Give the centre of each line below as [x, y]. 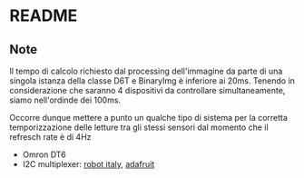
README [44, 16]
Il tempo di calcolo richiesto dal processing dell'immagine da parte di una [146, 71]
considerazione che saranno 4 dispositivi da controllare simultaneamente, [147, 90]
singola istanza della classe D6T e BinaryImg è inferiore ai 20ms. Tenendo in [152, 81]
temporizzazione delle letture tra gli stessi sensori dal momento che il [139, 127]
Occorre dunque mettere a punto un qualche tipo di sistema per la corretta [149, 118]
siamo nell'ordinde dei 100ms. [65, 100]
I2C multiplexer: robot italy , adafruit [88, 164]
